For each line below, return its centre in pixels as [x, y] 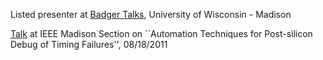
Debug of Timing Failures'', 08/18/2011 [89, 44]
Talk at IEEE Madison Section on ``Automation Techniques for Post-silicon [161, 33]
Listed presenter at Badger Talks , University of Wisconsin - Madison [151, 14]
